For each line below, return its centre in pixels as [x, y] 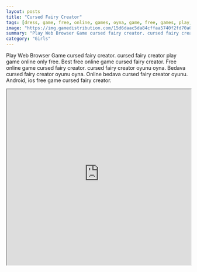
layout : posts [23, 11]
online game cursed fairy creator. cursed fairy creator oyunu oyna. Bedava [96, 68]
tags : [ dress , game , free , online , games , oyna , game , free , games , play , [99, 22]
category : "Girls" [28, 39]
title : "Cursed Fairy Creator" [44, 17]
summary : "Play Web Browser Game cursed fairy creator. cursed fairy [93, 33]
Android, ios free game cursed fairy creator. [59, 80]
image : [14, 28]
